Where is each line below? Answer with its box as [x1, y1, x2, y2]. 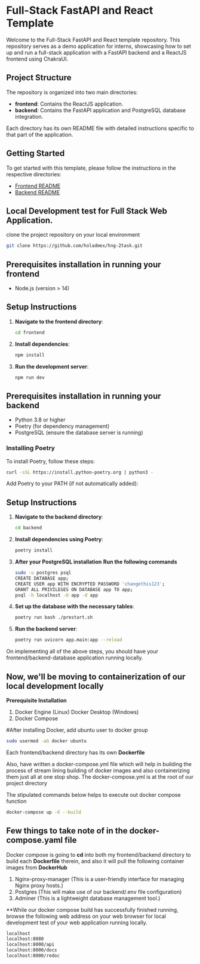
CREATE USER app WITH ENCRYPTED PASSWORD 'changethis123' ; [14, 581, 165, 587]
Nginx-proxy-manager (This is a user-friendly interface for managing [14, 875, 184, 882]
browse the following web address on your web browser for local [6, 912, 166, 920]
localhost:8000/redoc [6, 953, 60, 959]
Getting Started [6, 148, 65, 159]
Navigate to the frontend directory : [14, 318, 103, 325]
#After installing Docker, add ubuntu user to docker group [6, 726, 148, 733]
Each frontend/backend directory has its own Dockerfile [6, 749, 145, 756]
